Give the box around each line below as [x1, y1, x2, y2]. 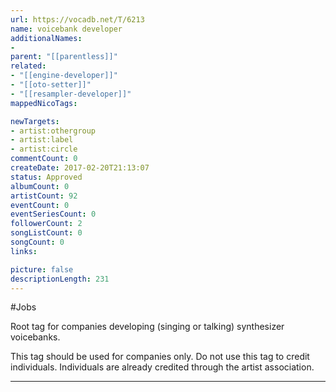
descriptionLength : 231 [10, 274, 110, 284]
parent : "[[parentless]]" [10, 52, 118, 62]
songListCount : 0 [10, 228, 83, 238]
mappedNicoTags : [10, 98, 78, 108]
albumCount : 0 [10, 181, 70, 191]
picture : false [10, 264, 74, 275]
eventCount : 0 [10, 200, 70, 210]
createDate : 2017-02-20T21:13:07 [10, 163, 150, 173]
